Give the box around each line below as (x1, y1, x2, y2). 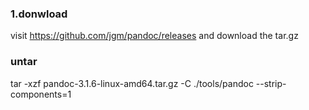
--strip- (255, 77, 287, 89)
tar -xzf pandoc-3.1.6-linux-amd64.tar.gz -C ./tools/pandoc (10, 77, 254, 89)
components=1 (10, 88, 72, 100)
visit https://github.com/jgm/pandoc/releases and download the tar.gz (10, 30, 299, 42)
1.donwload (10, 7, 68, 21)
